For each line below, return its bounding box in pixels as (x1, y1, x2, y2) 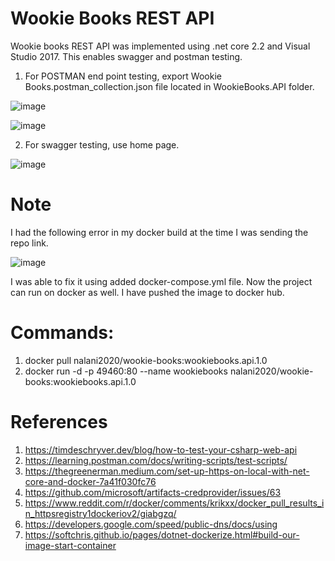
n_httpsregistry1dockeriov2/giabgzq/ (24, 507, 177, 519)
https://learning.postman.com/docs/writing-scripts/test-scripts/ (24, 454, 288, 466)
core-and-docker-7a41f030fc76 (24, 475, 157, 487)
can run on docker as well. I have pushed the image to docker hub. (10, 286, 285, 298)
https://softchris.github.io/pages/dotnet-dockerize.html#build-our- (24, 528, 300, 541)
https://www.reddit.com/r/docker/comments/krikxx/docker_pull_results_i (24, 497, 325, 509)
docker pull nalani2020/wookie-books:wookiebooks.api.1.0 (24, 354, 268, 366)
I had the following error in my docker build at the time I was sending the (10, 226, 309, 238)
